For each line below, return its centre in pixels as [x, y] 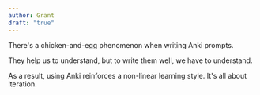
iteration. [23, 84]
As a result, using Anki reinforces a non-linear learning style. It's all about [128, 75]
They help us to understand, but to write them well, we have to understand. [130, 60]
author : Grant [32, 15]
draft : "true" [32, 23]
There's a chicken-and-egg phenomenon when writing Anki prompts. [121, 45]
